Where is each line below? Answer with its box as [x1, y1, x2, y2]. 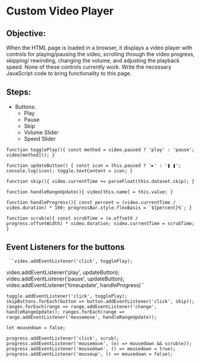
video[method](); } [6, 152, 55, 158]
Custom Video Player [6, 4, 114, 18]
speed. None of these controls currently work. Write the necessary [6, 63, 172, 70]
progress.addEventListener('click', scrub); [6, 335, 120, 341]
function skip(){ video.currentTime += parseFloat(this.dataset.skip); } [6, 178, 195, 184]
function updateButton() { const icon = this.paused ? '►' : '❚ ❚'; [6, 163, 181, 169]
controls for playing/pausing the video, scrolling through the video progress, [6, 51, 195, 58]
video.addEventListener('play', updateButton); [6, 268, 120, 276]
